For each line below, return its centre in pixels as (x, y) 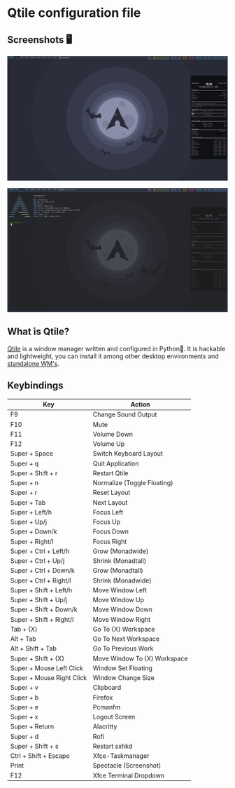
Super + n (24, 483)
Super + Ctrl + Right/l (41, 580)
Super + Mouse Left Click (47, 668)
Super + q (24, 463)
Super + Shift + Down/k (44, 610)
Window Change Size (124, 678)
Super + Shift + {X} (37, 658)
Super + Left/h (31, 512)
